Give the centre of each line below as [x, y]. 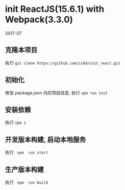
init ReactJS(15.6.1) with [55, 9]
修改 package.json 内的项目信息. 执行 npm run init [56, 93]
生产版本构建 [25, 170]
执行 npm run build [26, 182]
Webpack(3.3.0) [39, 19]
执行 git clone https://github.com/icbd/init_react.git [63, 63]
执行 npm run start [26, 152]
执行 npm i [15, 122]
